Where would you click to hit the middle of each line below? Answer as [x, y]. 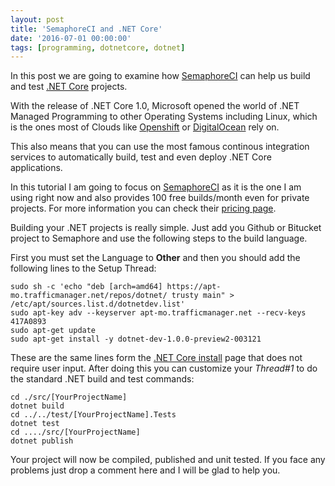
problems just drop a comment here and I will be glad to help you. [145, 470]
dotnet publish [42, 441]
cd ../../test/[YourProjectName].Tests [93, 415]
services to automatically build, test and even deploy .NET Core [141, 157]
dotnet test [35, 424]
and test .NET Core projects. [69, 87]
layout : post [37, 19]
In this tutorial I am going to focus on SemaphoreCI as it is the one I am [156, 187]
